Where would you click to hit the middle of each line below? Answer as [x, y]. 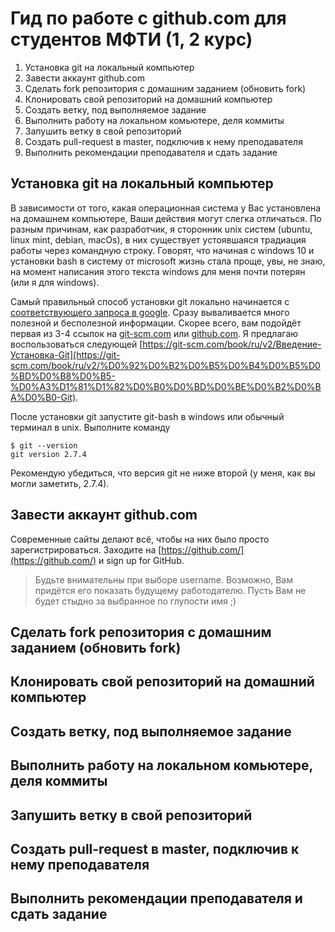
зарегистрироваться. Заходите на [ [86, 549]
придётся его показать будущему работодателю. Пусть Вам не [170, 590]
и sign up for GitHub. [141, 560]
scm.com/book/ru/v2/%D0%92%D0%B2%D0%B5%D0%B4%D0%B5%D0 [165, 365]
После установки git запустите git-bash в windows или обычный [147, 416]
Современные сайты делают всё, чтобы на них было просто [140, 539]
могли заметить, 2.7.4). [60, 483]
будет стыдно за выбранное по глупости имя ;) [135, 601]
